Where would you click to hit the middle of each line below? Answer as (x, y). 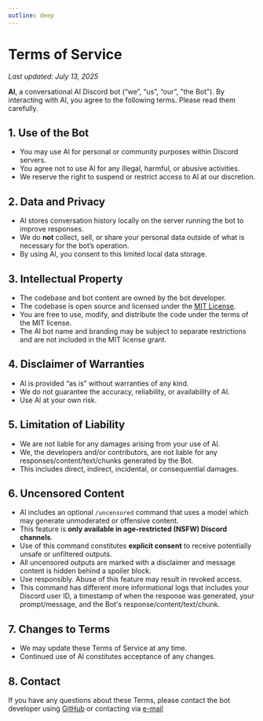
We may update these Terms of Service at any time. (103, 648)
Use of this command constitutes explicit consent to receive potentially (135, 546)
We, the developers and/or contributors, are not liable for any (119, 452)
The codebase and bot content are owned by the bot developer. (122, 298)
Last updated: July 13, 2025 (53, 76)
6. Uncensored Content (66, 494)
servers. (33, 160)
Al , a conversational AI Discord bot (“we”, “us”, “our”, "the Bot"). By (117, 91)
